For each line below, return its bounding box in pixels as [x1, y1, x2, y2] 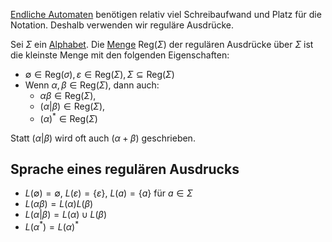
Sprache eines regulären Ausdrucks [10, 161, 240, 178]
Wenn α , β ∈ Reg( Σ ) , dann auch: [24, 79, 160, 91]
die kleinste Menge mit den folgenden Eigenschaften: [10, 49, 230, 61]
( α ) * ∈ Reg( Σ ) [39, 111, 98, 124]
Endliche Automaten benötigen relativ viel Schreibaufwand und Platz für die [10, 9, 322, 20]
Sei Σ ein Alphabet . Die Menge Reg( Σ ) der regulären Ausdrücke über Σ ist [10, 39, 314, 50]
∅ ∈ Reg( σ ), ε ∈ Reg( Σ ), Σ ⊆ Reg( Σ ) [24, 69, 175, 80]
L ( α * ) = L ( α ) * [24, 219, 79, 233]
